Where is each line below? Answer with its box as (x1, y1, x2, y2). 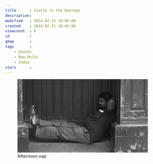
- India (14, 59, 30, 65)
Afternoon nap (17, 153, 47, 159)
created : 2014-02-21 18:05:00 (5, 24, 76, 28)
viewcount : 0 (5, 28, 36, 34)
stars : (5, 65, 32, 70)
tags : (5, 44, 32, 49)
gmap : (5, 39, 32, 44)
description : (5, 13, 32, 18)
